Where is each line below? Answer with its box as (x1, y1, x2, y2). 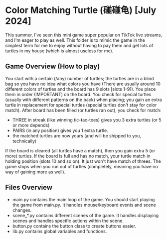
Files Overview (5, 183, 53, 192)
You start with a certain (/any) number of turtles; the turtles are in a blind (5, 75, 154, 81)
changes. (12, 207, 32, 213)
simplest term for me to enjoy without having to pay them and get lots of (5, 42, 154, 48)
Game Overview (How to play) (5, 62, 100, 71)
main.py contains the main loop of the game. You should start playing (12, 196, 155, 202)
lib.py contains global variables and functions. (12, 228, 107, 234)
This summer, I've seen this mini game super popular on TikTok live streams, (5, 32, 163, 38)
